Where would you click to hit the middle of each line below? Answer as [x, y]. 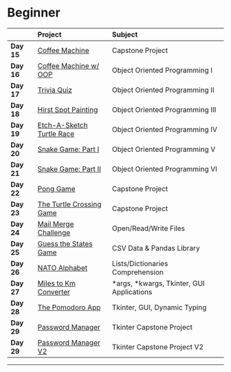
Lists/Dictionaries [140, 263]
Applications [132, 292]
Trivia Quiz [55, 89]
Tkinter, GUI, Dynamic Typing [159, 307]
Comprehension [137, 272]
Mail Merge [56, 223]
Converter [54, 292]
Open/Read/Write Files [148, 228]
